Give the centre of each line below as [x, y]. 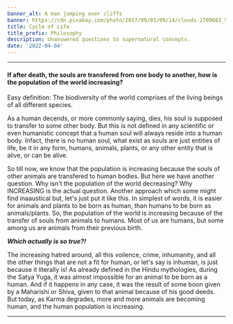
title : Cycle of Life [38, 26]
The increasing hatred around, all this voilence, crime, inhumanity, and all [112, 255]
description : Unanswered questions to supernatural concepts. [99, 40]
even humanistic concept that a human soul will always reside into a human [115, 133]
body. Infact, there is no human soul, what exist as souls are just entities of [114, 140]
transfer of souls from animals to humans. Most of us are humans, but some [115, 220]
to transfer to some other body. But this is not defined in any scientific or [111, 126]
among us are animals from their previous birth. [75, 228]
